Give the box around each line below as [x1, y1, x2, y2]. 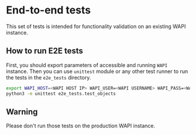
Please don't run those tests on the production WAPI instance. [6, 122, 156, 129]
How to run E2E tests [6, 46, 83, 56]
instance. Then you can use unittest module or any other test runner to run [6, 68, 188, 75]
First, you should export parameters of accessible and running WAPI [6, 61, 168, 68]
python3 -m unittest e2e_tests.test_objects [6, 91, 116, 96]
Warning [6, 106, 38, 117]
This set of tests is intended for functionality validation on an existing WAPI [6, 23, 186, 30]
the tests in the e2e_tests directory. [6, 74, 92, 81]
